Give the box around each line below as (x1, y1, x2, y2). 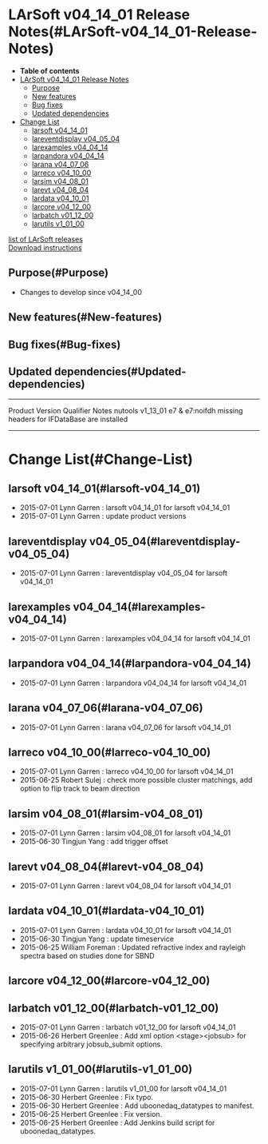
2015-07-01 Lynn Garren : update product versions (19, 512, 187, 521)
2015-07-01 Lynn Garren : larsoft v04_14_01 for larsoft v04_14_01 (19, 503, 231, 512)
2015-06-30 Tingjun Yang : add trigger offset (19, 837, 169, 847)
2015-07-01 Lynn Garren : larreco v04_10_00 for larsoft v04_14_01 (19, 767, 234, 776)
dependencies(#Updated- (54, 365, 187, 378)
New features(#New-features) (8, 310, 163, 325)
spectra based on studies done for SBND (19, 951, 156, 960)
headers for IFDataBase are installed (8, 414, 128, 425)
